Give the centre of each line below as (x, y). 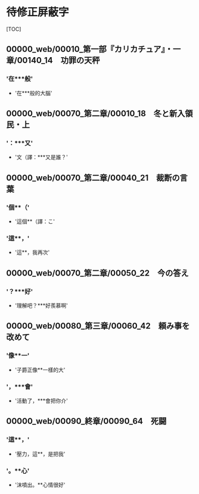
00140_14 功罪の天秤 (58, 60)
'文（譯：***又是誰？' (41, 157)
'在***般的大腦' (33, 93)
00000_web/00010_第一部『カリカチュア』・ (90, 49)
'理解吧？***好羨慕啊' (41, 305)
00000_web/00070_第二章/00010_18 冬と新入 (96, 114)
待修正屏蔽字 (38, 12)
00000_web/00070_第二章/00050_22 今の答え (97, 273)
